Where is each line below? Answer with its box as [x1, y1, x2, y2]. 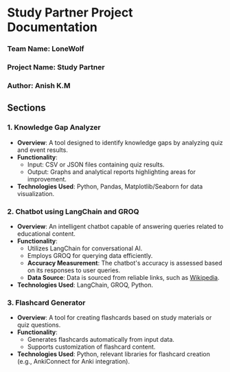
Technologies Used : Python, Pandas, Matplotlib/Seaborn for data [16, 182, 203, 190]
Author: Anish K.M [7, 80, 71, 90]
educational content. [16, 229, 76, 238]
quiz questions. [16, 321, 61, 329]
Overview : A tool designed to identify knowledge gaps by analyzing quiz [16, 138, 223, 146]
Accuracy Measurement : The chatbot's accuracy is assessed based [27, 259, 222, 267]
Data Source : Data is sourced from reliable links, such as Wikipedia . [27, 273, 220, 281]
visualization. [16, 189, 55, 197]
